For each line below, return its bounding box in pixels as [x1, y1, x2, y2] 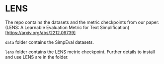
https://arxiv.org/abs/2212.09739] [6, 30, 76, 35]
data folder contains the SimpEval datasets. [5, 39, 94, 45]
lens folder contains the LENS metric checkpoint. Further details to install [5, 49, 155, 55]
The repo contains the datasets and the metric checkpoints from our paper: [5, 19, 160, 25]
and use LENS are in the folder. [5, 54, 69, 60]
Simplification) [100, 24, 130, 30]
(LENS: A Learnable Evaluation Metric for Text [5, 24, 99, 30]
